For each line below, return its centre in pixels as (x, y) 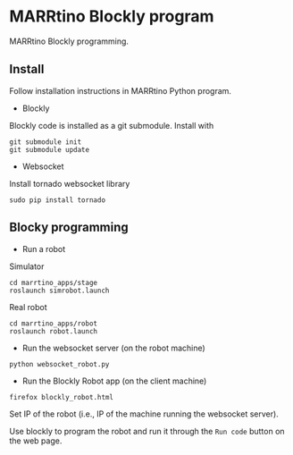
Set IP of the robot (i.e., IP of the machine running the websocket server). (144, 414)
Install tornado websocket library (70, 183)
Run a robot (44, 249)
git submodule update (50, 149)
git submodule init (46, 142)
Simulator (27, 266)
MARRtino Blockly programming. (69, 41)
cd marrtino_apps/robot (54, 324)
